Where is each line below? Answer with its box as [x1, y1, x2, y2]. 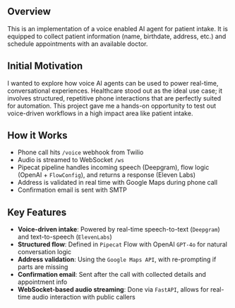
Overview [7, 6, 52, 18]
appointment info [17, 278, 68, 286]
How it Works [7, 130, 68, 142]
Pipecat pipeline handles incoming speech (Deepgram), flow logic [17, 163, 210, 172]
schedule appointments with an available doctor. [7, 39, 148, 48]
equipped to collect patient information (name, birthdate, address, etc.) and [7, 32, 227, 40]
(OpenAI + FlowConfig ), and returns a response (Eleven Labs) [17, 171, 196, 179]
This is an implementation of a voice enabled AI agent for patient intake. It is [7, 24, 228, 33]
